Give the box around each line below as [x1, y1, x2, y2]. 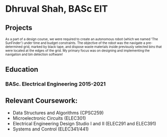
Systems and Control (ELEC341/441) [12, 126, 89, 132]
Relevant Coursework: [5, 96, 78, 105]
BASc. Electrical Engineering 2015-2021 [5, 80, 106, 88]
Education [5, 65, 39, 74]
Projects [5, 23, 33, 32]
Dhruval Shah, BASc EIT [5, 3, 108, 15]
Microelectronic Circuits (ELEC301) [12, 115, 87, 121]
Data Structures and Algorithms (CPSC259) [12, 110, 104, 116]
